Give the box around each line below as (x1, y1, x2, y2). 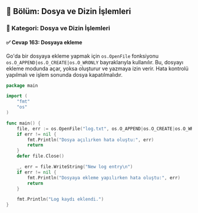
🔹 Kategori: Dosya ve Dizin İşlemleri (6, 24, 110, 32)
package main (6, 83, 38, 89)
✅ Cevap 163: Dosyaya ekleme (6, 38, 82, 45)
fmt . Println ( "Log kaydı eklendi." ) (16, 196, 104, 202)
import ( (6, 93, 28, 99)
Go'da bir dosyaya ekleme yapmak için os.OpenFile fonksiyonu (6, 52, 159, 60)
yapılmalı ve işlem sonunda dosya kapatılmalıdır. (6, 71, 123, 78)
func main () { (6, 120, 41, 126)
